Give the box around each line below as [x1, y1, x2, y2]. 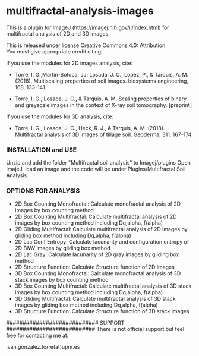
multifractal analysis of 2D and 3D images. [6, 30, 110, 37]
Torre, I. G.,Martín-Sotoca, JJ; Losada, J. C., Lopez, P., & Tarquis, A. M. [14, 71, 189, 78]
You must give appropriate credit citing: [6, 48, 103, 55]
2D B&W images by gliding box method [14, 244, 111, 251]
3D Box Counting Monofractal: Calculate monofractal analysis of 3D [14, 269, 181, 277]
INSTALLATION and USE [6, 146, 77, 154]
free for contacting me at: [6, 332, 69, 339]
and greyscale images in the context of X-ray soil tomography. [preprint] [14, 101, 192, 108]
